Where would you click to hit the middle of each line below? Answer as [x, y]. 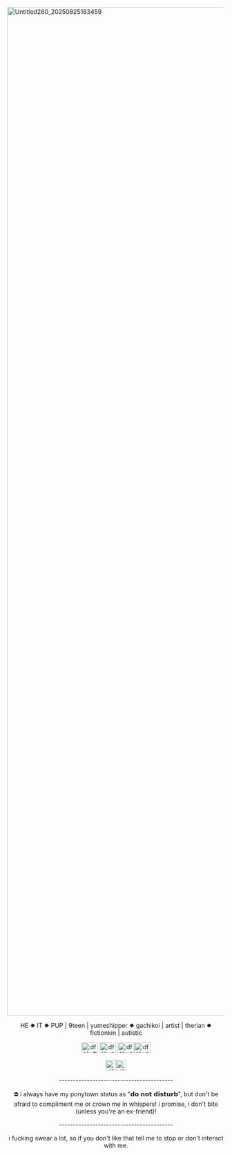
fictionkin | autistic [116, 1033]
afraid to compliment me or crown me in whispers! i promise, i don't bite [116, 1104]
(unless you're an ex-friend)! [116, 1111]
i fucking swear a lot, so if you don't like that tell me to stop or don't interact [116, 1138]
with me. [116, 1145]
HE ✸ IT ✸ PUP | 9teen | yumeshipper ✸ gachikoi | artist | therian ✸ [116, 1025]
